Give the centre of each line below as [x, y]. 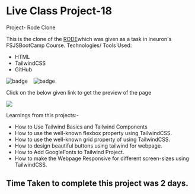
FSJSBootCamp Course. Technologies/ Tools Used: [69, 45]
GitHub [23, 69]
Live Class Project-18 [59, 11]
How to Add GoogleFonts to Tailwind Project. [69, 152]
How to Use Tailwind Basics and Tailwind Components [81, 127]
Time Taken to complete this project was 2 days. [97, 184]
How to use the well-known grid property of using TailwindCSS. [92, 139]
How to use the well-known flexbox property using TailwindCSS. [93, 133]
